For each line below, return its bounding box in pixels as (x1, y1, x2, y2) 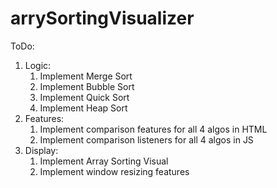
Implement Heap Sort (39, 102, 128, 114)
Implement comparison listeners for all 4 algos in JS (39, 133, 254, 146)
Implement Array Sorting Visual (39, 155, 169, 167)
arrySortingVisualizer (10, 7, 195, 30)
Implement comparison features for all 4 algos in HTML (39, 123, 268, 135)
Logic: (24, 59, 52, 71)
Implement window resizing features (39, 165, 190, 177)
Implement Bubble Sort (39, 80, 135, 92)
